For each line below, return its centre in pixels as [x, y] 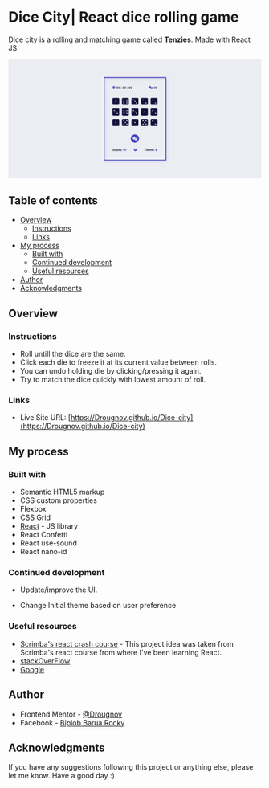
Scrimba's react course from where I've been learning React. [121, 652]
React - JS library [49, 526]
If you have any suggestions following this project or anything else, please [131, 767]
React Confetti [44, 535]
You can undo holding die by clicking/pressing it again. [110, 371]
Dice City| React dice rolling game [124, 17]
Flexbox [33, 509]
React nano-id [43, 552]
